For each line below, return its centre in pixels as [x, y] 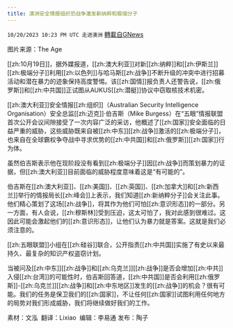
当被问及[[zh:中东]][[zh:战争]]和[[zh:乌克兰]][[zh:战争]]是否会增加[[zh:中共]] [115, 268]
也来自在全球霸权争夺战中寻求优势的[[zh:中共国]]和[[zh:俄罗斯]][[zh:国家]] [113, 139]
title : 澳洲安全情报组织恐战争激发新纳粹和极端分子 [72, 14]
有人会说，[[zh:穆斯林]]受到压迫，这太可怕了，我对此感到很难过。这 [128, 212]
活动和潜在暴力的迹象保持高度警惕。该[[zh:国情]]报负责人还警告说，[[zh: [111, 81]
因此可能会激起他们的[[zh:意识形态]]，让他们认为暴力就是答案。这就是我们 [114, 221]
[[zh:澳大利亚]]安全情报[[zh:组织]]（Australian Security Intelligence [103, 104]
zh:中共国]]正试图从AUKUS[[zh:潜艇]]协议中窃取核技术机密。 [121, 90]
